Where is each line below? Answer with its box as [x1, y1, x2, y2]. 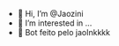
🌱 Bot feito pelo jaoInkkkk [17, 27, 110, 37]
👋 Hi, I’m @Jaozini [17, 9, 84, 19]
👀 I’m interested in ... [17, 18, 93, 28]
